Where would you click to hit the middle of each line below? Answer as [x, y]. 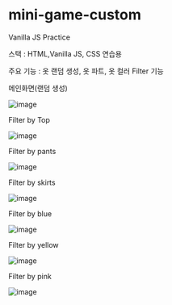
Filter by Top [29, 119]
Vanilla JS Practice [40, 37]
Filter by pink [30, 276]
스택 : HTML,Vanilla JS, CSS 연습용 [65, 53]
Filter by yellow [34, 244]
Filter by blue [30, 213]
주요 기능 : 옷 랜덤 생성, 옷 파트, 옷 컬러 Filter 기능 [86, 71]
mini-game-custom [75, 15]
